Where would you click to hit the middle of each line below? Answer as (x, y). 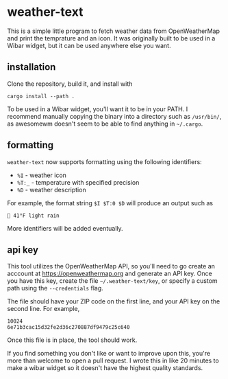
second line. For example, (43, 309)
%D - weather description (52, 189)
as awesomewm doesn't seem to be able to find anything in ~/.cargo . (105, 124)
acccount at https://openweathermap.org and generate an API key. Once (110, 274)
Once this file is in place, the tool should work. (72, 340)
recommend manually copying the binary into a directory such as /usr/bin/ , (114, 116)
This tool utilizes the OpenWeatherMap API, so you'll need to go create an (111, 266)
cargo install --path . (41, 96)
